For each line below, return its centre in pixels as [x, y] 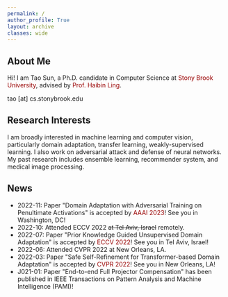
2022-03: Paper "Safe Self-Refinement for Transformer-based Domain [119, 257]
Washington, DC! [41, 220]
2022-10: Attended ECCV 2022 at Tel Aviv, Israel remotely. [101, 227]
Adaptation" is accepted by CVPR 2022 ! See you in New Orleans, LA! [116, 264]
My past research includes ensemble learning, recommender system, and [113, 159]
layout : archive [31, 26]
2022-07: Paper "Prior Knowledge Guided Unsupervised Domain [110, 235]
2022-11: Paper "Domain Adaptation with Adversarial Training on [109, 205]
